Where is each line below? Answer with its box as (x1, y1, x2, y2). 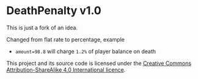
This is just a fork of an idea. (6, 24, 78, 31)
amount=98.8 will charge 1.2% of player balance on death (15, 47, 156, 55)
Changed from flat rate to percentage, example (6, 36, 125, 43)
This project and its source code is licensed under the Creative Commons (6, 59, 191, 67)
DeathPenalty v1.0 (6, 4, 102, 18)
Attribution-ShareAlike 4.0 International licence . (6, 66, 126, 73)
